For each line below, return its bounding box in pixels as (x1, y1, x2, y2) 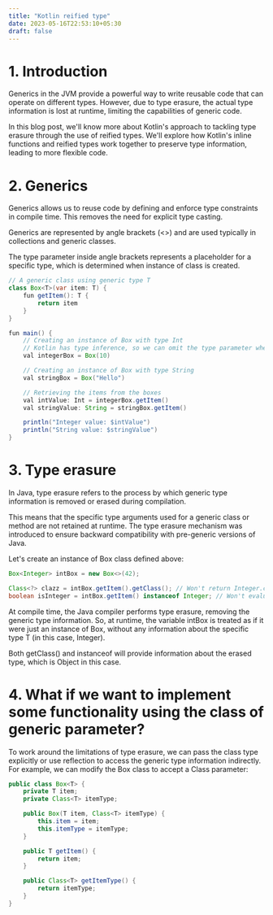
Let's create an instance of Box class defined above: (8, 554, 184, 564)
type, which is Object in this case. (8, 656, 122, 667)
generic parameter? (8, 720, 145, 739)
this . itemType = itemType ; (37, 825, 129, 833)
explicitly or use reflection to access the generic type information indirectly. (8, 756, 262, 765)
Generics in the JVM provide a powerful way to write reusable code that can (8, 89, 264, 98)
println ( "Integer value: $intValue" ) (23, 418, 151, 427)
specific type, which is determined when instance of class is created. (8, 261, 240, 271)
